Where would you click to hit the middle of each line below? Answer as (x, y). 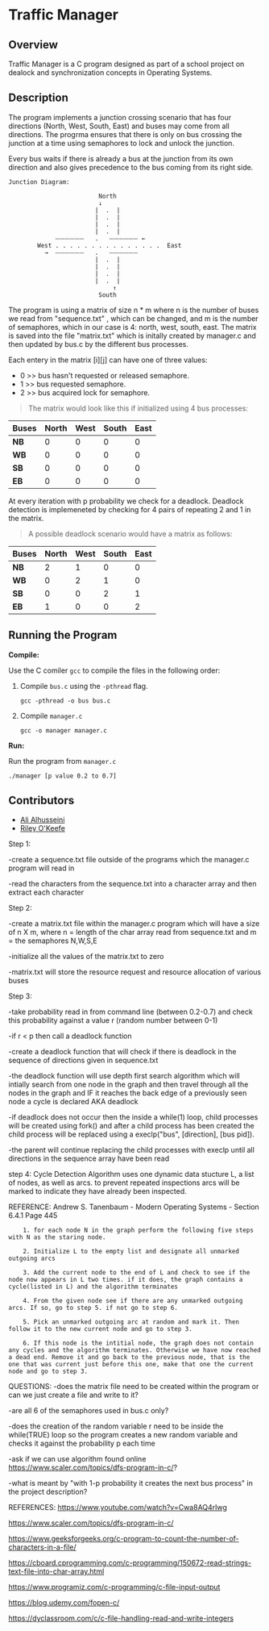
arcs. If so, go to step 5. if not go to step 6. (93, 1308)
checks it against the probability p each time (82, 1443)
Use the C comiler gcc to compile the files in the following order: (114, 670)
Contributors (41, 801)
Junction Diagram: (39, 182)
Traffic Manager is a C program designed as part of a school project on (126, 64)
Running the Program (63, 635)
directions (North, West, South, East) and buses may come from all (119, 126)
